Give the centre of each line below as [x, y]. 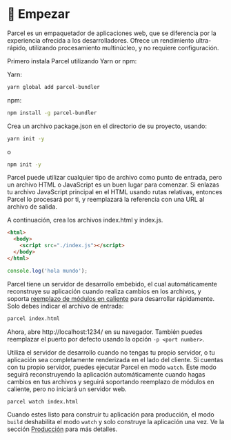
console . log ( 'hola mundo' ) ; [48, 271]
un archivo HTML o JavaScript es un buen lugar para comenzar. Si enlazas [113, 185]
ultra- [203, 40]
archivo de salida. [32, 207]
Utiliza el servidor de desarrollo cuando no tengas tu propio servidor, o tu [111, 352]
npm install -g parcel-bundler [52, 113]
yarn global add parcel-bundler [53, 87]
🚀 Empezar [39, 14]
